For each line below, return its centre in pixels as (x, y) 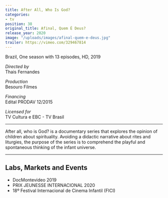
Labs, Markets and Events (46, 168)
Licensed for (18, 111)
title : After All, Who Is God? (38, 10)
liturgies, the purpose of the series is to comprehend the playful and (75, 142)
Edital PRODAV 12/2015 (29, 102)
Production (16, 81)
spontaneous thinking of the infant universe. (51, 147)
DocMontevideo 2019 (34, 180)
